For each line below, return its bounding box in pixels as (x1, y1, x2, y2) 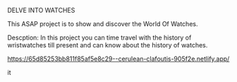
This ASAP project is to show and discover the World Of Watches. (7, 20, 198, 28)
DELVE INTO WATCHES (7, 6, 75, 14)
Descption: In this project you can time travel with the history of (7, 33, 192, 42)
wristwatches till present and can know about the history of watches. (7, 41, 208, 49)
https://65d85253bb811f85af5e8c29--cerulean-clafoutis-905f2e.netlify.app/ (7, 54, 230, 63)
